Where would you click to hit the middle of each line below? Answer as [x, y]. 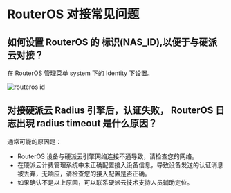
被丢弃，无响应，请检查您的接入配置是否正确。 [84, 174]
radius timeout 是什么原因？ [97, 123]
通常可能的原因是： [35, 141]
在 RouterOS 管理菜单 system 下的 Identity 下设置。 [80, 73]
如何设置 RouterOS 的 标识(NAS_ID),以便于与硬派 [112, 42]
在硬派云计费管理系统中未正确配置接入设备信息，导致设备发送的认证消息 [120, 165]
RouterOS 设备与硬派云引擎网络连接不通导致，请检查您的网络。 [108, 156]
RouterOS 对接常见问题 [73, 14]
